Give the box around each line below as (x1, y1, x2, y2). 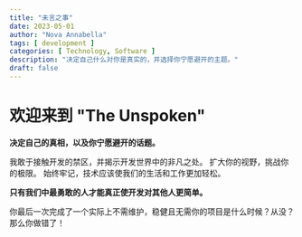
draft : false (9, 64, 59, 73)
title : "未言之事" (9, 13, 74, 23)
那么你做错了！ (9, 217, 65, 228)
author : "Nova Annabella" (9, 30, 107, 39)
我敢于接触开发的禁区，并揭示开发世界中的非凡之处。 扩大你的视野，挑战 (9, 156, 281, 167)
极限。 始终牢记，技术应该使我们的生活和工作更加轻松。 (16, 167, 226, 178)
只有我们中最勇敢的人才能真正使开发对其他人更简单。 (9, 186, 208, 197)
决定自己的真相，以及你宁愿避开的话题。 (9, 137, 160, 147)
